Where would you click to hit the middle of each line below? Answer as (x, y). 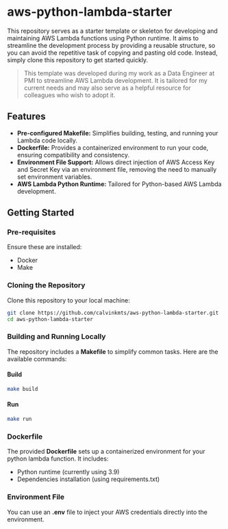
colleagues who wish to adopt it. (69, 95)
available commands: (37, 359)
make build (23, 389)
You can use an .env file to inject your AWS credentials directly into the (107, 512)
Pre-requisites (31, 232)
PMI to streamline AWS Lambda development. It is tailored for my (115, 80)
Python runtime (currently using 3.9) (68, 472)
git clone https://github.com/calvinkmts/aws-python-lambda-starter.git (113, 313)
